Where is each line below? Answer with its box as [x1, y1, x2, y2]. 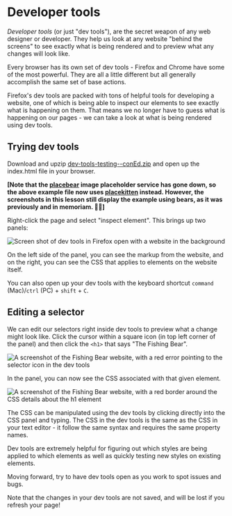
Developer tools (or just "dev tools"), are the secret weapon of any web [7, 27, 211, 36]
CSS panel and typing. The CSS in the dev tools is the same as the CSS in [7, 416, 218, 424]
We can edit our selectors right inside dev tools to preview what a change [7, 325, 217, 333]
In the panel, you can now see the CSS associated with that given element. [7, 374, 221, 382]
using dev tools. [7, 120, 53, 129]
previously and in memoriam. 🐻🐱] [7, 203, 106, 211]
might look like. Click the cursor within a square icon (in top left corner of [7, 332, 216, 341]
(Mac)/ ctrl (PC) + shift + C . [7, 286, 89, 295]
